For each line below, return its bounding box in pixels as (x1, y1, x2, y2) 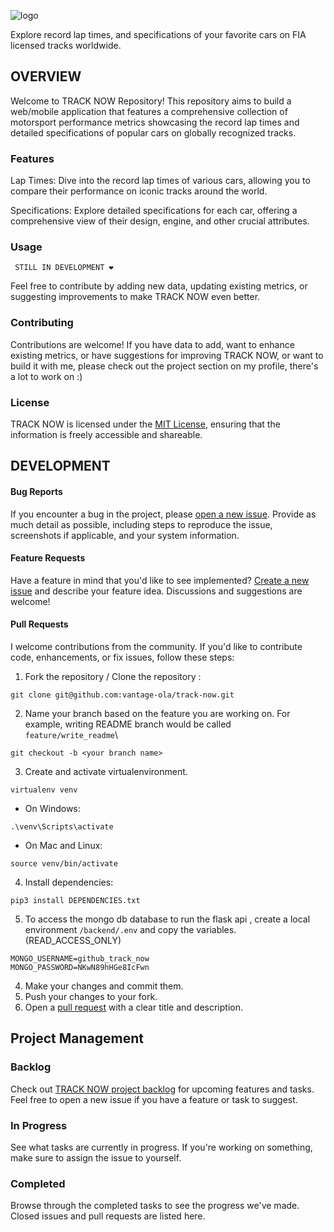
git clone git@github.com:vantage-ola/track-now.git (10, 690, 235, 700)
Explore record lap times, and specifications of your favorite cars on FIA (10, 29, 307, 40)
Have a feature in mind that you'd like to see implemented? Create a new (10, 574, 310, 586)
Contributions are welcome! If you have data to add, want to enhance (10, 338, 295, 350)
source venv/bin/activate (10, 859, 118, 869)
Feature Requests (10, 552, 86, 564)
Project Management (10, 1030, 144, 1047)
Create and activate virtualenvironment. (24, 766, 188, 777)
